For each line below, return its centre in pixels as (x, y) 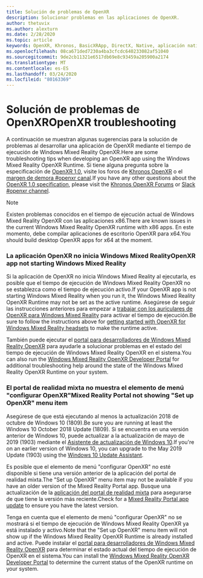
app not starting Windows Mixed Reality (66, 263)
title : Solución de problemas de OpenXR (58, 12)
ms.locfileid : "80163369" (39, 79)
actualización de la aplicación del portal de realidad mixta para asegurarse (99, 492)
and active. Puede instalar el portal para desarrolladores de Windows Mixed (101, 543)
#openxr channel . (28, 191)
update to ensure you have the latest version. (63, 505)
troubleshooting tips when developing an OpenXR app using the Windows (98, 159)
